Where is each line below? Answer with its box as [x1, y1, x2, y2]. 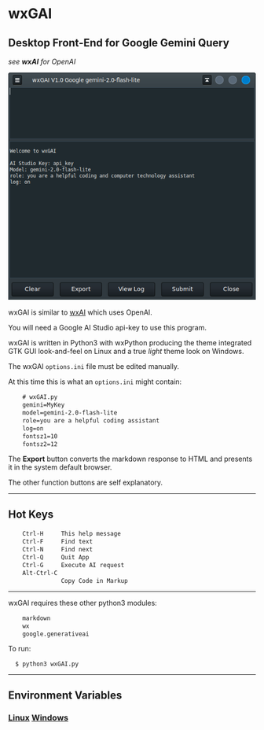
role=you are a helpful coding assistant [22, 417, 159, 425]
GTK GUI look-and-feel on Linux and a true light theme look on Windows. [8, 347, 244, 356]
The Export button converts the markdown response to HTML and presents [8, 454, 253, 463]
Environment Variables [8, 689, 123, 702]
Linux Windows [8, 713, 69, 724]
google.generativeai [22, 630, 90, 638]
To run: [8, 643, 31, 653]
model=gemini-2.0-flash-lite [22, 409, 118, 417]
